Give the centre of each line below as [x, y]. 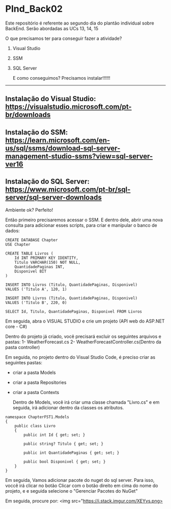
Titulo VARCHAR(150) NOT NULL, [48, 262]
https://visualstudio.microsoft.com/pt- [68, 107]
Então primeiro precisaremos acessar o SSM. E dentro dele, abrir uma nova [84, 220]
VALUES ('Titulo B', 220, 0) [36, 303]
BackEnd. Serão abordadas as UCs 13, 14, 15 [52, 28]
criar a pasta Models [34, 372]
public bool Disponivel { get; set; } [65, 461]
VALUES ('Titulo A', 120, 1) [36, 289]
